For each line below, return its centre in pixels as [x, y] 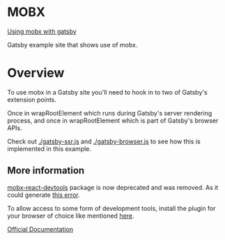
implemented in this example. [49, 149]
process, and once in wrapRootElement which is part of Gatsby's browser [113, 120]
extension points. [32, 99]
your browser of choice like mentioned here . [71, 216]
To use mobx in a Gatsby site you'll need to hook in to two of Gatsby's [107, 92]
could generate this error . [44, 195]
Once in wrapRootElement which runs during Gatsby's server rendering [110, 113]
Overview [36, 73]
